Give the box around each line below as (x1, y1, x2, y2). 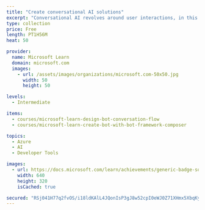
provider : (6, 48, 32, 55)
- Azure (12, 138, 32, 144)
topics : (6, 133, 26, 139)
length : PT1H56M (6, 32, 48, 38)
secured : (6, 195, 29, 201)
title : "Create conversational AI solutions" (6, 9, 124, 15)
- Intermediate (12, 99, 51, 106)
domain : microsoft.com (12, 59, 70, 66)
